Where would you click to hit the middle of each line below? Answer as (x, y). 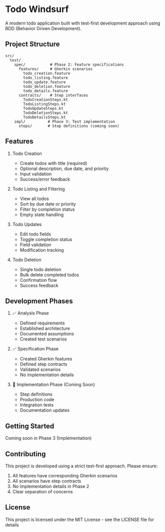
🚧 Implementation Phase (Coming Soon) (53, 385)
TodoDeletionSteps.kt (46, 113)
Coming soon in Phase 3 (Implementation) (48, 438)
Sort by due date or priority (48, 204)
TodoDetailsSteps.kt (44, 117)
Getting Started (30, 426)
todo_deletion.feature (47, 86)
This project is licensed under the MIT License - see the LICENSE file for (79, 519)
